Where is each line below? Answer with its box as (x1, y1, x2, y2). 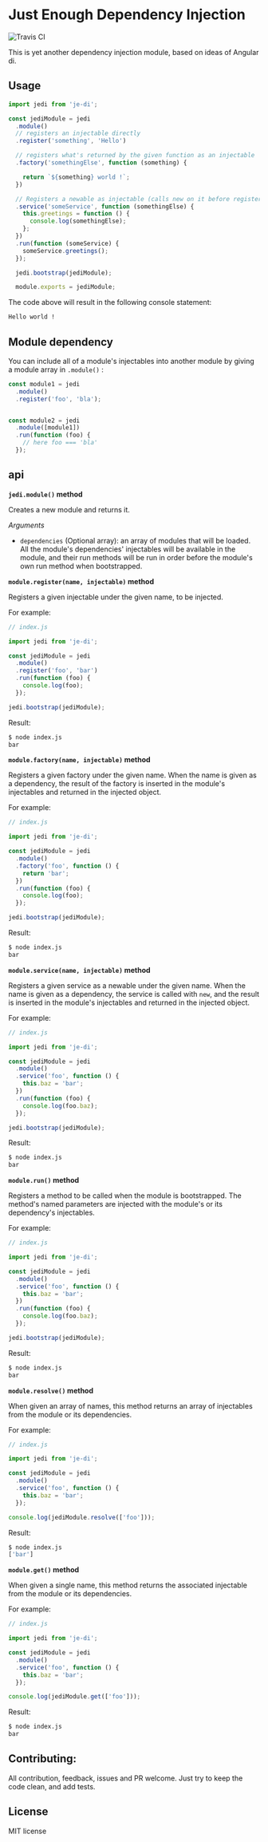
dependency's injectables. (8, 1208, 96, 1218)
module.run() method (8, 1176, 80, 1185)
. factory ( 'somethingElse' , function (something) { (15, 159, 187, 167)
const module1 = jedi (8, 380, 81, 388)
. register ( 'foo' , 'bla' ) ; (15, 395, 102, 403)
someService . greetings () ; (22, 247, 109, 255)
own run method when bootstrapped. (19, 561, 143, 571)
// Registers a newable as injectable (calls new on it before (15, 195, 230, 203)
